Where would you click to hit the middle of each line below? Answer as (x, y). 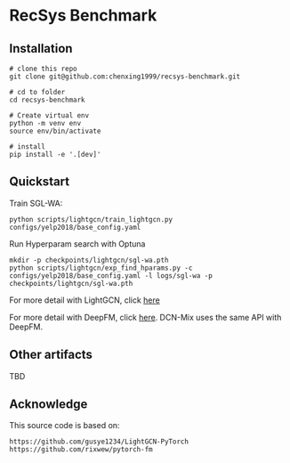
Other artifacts (51, 355)
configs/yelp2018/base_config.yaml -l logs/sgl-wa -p (111, 276)
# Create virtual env (49, 116)
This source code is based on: (64, 426)
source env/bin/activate (55, 131)
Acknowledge (48, 405)
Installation (41, 49)
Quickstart (40, 182)
